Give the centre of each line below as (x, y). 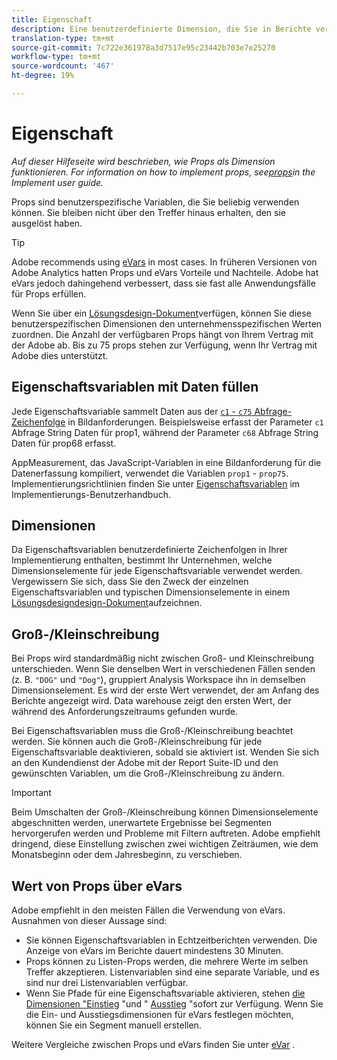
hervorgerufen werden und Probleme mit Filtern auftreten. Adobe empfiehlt (166, 833)
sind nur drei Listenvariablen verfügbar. (107, 983)
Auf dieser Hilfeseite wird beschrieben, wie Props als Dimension (143, 161)
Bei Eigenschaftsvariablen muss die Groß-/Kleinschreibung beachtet (152, 731)
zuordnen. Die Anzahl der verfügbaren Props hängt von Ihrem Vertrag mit (162, 334)
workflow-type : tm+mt (56, 57)
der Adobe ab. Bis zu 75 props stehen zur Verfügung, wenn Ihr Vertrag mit (164, 345)
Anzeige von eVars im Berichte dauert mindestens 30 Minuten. (154, 951)
